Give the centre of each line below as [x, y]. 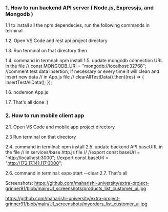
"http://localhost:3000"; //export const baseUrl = [57, 158]
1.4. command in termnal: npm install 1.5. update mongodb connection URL [84, 61]
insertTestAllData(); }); [29, 82]
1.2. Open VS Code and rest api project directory [56, 41]
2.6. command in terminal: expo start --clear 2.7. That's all [67, 173]
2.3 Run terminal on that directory [41, 137]
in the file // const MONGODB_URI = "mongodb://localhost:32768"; [76, 66]
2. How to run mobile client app [45, 115]
